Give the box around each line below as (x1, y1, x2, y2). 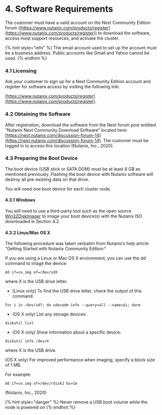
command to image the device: (5, 261, 67, 267)
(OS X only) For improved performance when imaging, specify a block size (5, 357, 155, 363)
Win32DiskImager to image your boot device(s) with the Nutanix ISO (5, 213, 142, 219)
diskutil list (5, 321, 34, 326)
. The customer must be (101, 137, 149, 143)
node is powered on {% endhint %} (5, 404, 76, 410)
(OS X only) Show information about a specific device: (12, 329, 121, 335)
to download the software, (98, 30, 151, 36)
